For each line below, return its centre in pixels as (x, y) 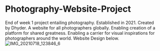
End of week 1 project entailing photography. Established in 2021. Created (80, 23)
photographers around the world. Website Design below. (62, 38)
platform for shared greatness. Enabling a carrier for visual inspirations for (80, 33)
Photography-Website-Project (68, 9)
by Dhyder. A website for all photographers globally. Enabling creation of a (80, 27)
